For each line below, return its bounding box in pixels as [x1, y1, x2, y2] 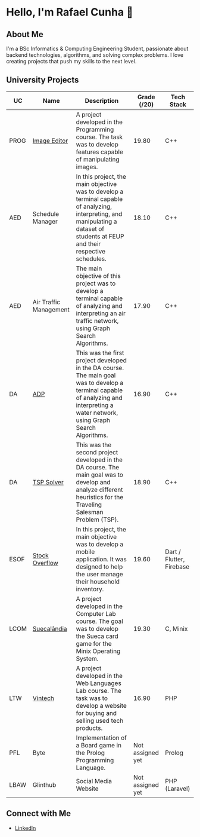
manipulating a [76, 217, 117, 225]
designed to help [76, 562, 123, 570]
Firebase [165, 562, 190, 570]
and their [76, 239, 101, 248]
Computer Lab [76, 609, 116, 618]
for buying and [76, 708, 117, 717]
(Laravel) [165, 784, 190, 793]
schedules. [76, 254, 107, 262]
